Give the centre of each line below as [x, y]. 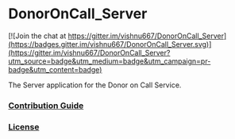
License [24, 126]
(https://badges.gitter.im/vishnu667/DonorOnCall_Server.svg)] [110, 44]
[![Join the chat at [37, 36]
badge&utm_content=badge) [55, 69]
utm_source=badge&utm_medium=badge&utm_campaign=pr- [110, 61]
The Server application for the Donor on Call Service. [95, 85]
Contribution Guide [46, 106]
